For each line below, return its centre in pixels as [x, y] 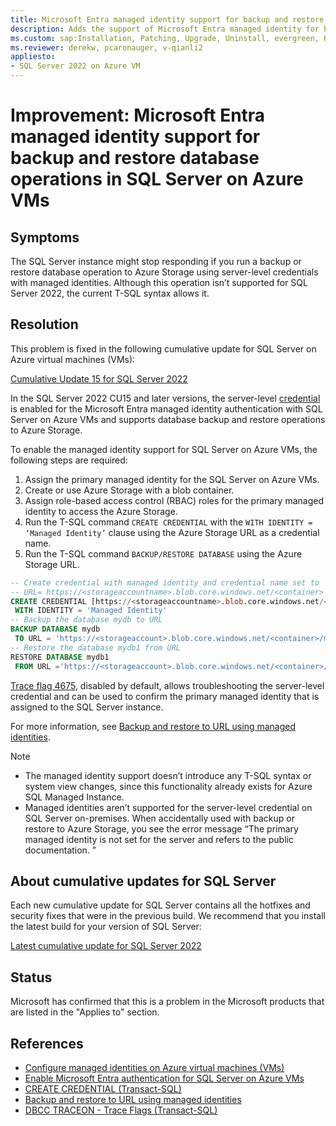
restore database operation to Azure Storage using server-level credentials [164, 272]
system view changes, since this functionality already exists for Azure [168, 786]
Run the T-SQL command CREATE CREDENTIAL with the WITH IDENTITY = [168, 522]
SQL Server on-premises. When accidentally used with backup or [159, 818]
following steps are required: [69, 460]
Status [31, 977]
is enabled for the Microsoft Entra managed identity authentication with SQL [166, 408]
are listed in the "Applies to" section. [85, 1012]
